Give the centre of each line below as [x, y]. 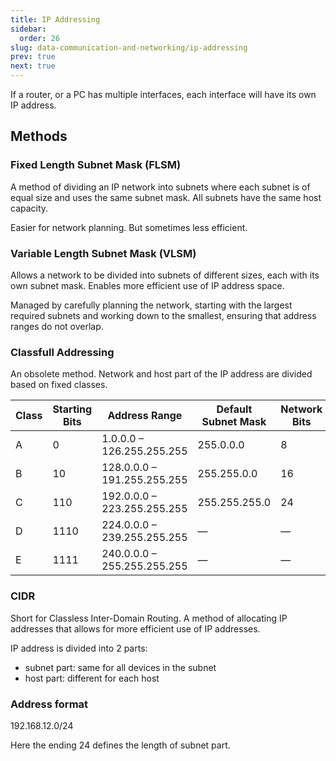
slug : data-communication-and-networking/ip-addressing [129, 47]
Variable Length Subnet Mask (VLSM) [103, 253]
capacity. [29, 208]
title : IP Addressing [55, 19]
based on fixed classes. [59, 385]
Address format [49, 704]
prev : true [33, 57]
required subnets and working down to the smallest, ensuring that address [163, 315]
